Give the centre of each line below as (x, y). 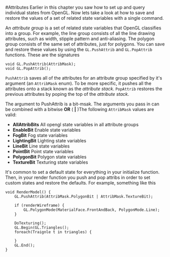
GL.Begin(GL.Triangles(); (42, 228)
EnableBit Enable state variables (47, 130)
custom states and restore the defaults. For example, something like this (81, 183)
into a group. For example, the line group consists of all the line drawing (80, 33)
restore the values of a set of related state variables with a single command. (84, 18)
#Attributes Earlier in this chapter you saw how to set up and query (75, 7)
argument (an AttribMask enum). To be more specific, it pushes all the (78, 83)
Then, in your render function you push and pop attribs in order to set (78, 177)
